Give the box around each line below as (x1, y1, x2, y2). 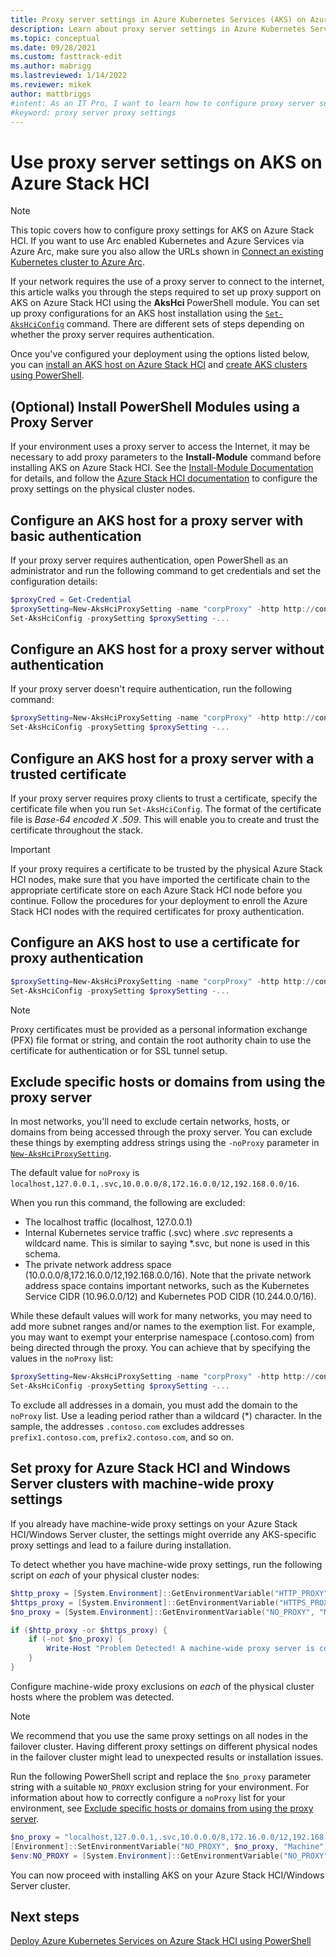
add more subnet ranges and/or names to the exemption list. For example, (10, 1321, 315, 1333)
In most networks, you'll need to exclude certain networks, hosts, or (10, 1116, 291, 1128)
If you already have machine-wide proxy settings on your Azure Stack (10, 1517, 298, 1530)
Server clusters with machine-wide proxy (10, 1476, 275, 1493)
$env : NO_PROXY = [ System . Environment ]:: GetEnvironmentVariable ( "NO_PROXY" (10, 1851, 329, 1861)
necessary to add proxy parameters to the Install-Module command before (10, 451, 322, 463)
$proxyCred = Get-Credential (10, 594, 132, 605)
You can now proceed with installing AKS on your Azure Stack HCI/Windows (10, 1869, 325, 1881)
